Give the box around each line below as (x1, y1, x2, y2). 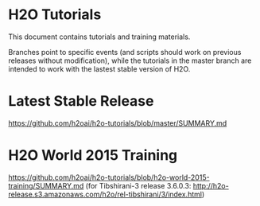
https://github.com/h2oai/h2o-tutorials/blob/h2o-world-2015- (8, 173, 210, 182)
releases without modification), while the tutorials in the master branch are (8, 56, 252, 65)
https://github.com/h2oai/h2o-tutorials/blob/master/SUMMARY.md (8, 118, 227, 128)
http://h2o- (192, 181, 229, 190)
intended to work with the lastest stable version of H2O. (8, 64, 191, 73)
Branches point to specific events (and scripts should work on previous (8, 47, 242, 56)
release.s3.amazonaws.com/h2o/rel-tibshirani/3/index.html (8, 189, 203, 199)
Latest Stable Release (8, 92, 154, 111)
